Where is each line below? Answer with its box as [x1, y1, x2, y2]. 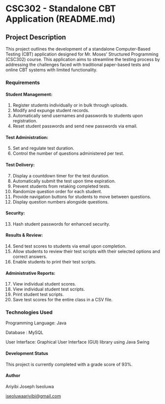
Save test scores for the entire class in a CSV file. [12, 297, 113, 303]
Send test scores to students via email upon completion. [12, 243, 127, 249]
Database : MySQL [5, 330, 44, 336]
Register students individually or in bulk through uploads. [12, 102, 128, 108]
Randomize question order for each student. [12, 188, 103, 194]
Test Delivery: [5, 162, 35, 168]
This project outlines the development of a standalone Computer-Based [5, 46, 151, 52]
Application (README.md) [5, 13, 116, 25]
